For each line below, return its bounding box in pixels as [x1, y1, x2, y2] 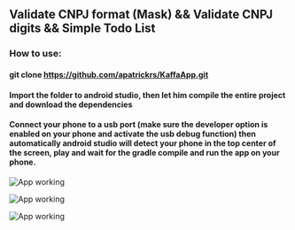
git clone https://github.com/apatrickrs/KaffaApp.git [9, 69, 209, 80]
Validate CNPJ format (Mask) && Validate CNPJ [9, 7, 273, 22]
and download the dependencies [9, 99, 133, 110]
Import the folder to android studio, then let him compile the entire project [9, 89, 286, 100]
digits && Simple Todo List [9, 21, 156, 36]
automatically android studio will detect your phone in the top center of [9, 138, 276, 149]
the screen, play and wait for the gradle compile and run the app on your [9, 148, 281, 158]
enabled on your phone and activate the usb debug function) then [9, 128, 257, 140]
